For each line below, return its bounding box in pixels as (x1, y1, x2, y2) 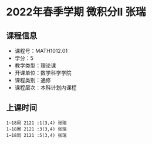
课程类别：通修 (14, 77, 51, 83)
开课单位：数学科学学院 (14, 69, 72, 76)
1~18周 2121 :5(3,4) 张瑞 (6, 132, 67, 138)
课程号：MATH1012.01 (14, 48, 68, 54)
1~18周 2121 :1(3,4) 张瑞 (6, 120, 67, 126)
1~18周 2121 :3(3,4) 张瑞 (6, 126, 67, 132)
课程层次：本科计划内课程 (14, 84, 77, 91)
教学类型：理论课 (14, 62, 56, 69)
